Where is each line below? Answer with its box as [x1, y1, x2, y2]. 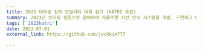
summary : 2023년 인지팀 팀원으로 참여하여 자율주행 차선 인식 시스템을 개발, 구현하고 [6, 15, 193, 21]
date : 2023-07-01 [6, 25, 50, 32]
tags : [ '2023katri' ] [6, 20, 59, 26]
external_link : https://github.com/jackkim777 [6, 31, 126, 37]
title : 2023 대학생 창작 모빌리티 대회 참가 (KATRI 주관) [6, 8, 137, 15]
